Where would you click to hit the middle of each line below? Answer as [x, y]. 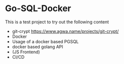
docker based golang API [38, 47]
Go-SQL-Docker [38, 8]
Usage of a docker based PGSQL [45, 41]
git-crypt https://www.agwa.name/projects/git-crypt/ [65, 31]
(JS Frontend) [26, 52]
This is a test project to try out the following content [57, 22]
